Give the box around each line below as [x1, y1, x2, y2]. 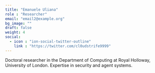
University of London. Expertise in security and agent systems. [5, 62, 133, 68]
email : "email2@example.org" [5, 16, 65, 21]
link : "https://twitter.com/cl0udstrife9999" [14, 44, 111, 49]
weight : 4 [5, 30, 26, 35]
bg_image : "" [5, 21, 32, 26]
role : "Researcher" [5, 12, 48, 17]
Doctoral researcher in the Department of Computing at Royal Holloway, [5, 57, 151, 63]
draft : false [5, 25, 32, 30]
